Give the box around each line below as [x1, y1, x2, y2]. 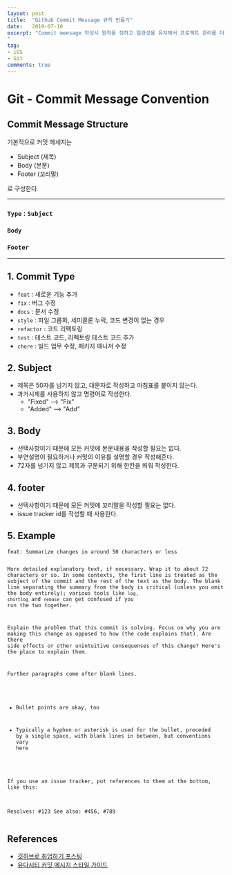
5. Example [7, 530, 56, 542]
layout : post [7, 10, 45, 17]
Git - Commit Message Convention [7, 91, 209, 107]
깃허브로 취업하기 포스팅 [17, 852, 83, 861]
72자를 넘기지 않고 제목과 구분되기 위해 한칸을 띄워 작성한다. [17, 462, 180, 470]
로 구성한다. [7, 184, 39, 193]
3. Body [7, 425, 41, 437]
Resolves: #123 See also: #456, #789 [7, 808, 116, 815]
